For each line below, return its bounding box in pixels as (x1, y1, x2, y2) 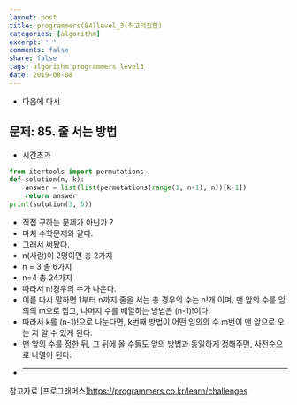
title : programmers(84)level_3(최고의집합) (9, 21, 163, 30)
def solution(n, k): (9, 175, 86, 184)
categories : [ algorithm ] (9, 29, 101, 38)
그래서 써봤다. (21, 239, 71, 249)
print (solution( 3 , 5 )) (9, 200, 93, 209)
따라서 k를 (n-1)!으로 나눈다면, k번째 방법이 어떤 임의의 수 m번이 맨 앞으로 (21, 316, 276, 327)
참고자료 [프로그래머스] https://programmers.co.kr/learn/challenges (9, 386, 248, 396)
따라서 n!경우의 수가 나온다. (21, 283, 117, 294)
